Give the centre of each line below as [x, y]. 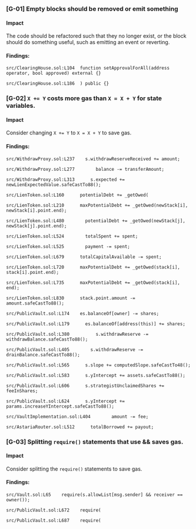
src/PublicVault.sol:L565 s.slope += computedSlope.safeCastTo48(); [99, 365]
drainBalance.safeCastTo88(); [43, 355]
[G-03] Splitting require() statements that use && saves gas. [95, 442]
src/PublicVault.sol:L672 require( [54, 510]
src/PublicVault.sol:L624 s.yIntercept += [66, 401]
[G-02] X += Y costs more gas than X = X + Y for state [84, 98]
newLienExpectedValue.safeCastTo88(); [54, 184]
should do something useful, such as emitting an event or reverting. [88, 42]
